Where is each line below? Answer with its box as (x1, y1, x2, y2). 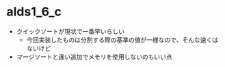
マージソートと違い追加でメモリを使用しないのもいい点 (16, 52, 172, 61)
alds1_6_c (6, 4, 62, 20)
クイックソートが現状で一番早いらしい (16, 27, 124, 35)
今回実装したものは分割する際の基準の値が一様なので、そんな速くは (26, 35, 219, 44)
